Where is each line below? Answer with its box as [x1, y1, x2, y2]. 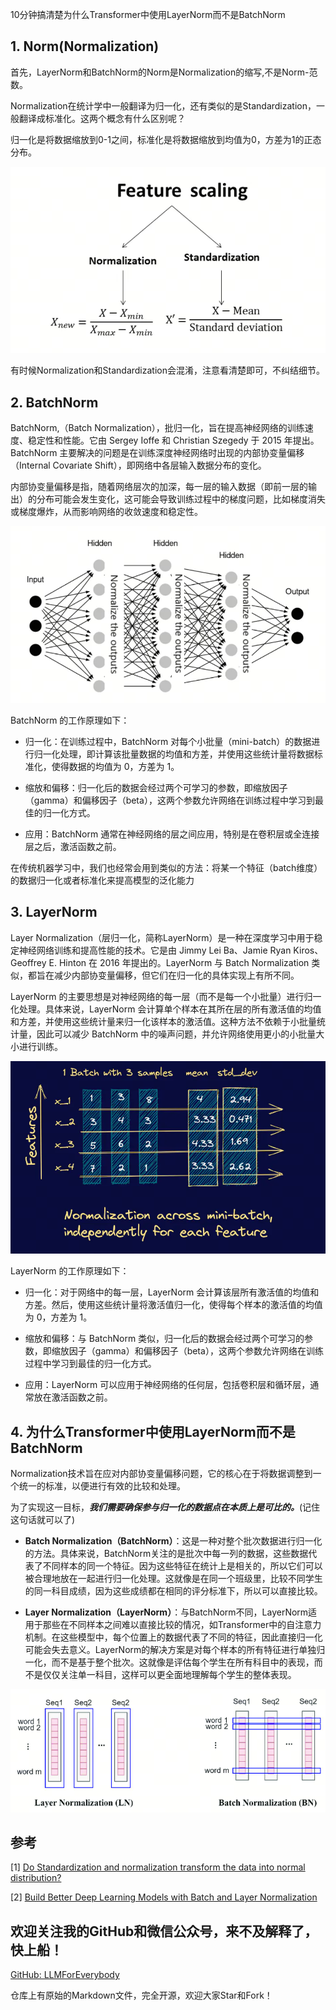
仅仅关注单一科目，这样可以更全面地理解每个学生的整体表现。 [42, 1669, 297, 1681]
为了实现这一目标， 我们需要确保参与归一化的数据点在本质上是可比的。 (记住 [10, 1501, 321, 1513]
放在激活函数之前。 [33, 1391, 113, 1403]
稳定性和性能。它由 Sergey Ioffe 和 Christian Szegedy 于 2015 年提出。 [27, 434, 320, 447]
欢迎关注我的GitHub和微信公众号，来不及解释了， [10, 1923, 318, 1940]
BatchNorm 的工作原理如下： [10, 714, 130, 726]
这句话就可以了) [10, 1514, 76, 1526]
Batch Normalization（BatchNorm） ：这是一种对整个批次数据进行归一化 [24, 1535, 323, 1547]
